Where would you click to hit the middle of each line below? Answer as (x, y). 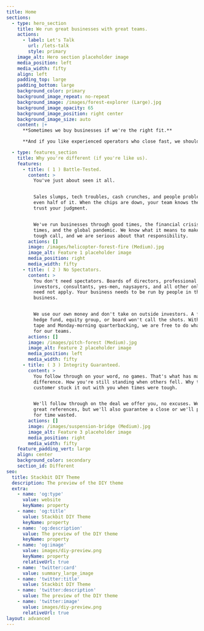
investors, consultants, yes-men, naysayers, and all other (111, 287)
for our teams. (52, 331)
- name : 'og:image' (42, 545)
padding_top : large (42, 80)
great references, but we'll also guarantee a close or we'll (114, 410)
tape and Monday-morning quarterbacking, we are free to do (111, 326)
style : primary (47, 52)
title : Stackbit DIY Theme (46, 477)
